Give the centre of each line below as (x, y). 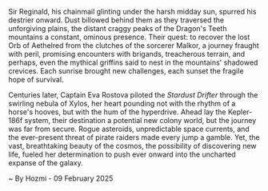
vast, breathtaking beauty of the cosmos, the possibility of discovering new (133, 146)
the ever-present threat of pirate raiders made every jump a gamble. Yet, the (134, 137)
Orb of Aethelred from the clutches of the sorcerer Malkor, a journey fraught (134, 46)
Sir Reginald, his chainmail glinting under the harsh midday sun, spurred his (132, 12)
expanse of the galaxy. (46, 163)
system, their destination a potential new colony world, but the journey (140, 120)
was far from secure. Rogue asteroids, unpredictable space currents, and (129, 129)
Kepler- (240, 112)
